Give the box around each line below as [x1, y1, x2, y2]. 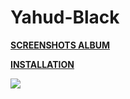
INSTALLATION [10, 58, 75, 70]
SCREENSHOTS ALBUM [10, 39, 111, 51]
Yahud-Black [10, 6, 120, 29]
